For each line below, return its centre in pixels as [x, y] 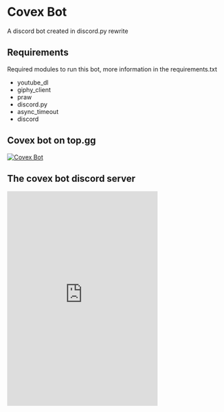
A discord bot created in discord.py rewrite [68, 31]
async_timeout [38, 111]
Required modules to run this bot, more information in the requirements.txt [112, 69]
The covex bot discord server [71, 178]
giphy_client [34, 89]
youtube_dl [33, 82]
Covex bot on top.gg [52, 140]
